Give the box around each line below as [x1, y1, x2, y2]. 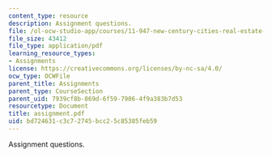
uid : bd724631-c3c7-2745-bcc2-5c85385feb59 [8, 117, 158, 125]
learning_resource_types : [8, 49, 96, 57]
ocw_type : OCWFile [8, 72, 70, 80]
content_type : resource [8, 11, 89, 20]
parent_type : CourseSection [8, 87, 104, 95]
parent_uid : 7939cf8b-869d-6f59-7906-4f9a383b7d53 [8, 95, 183, 103]
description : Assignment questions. [8, 19, 132, 28]
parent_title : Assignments [8, 79, 100, 87]
